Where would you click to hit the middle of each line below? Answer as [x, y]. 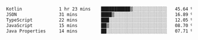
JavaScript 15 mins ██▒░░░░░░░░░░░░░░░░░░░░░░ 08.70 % [100, 25]
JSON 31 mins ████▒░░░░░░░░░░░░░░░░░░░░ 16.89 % [100, 14]
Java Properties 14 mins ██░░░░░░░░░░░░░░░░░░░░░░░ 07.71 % [100, 31]
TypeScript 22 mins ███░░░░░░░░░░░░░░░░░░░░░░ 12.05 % [100, 20]
